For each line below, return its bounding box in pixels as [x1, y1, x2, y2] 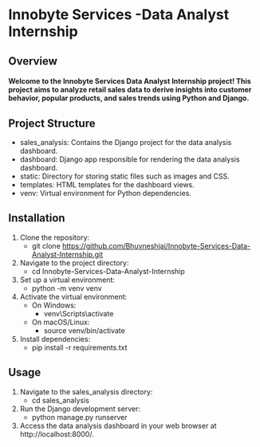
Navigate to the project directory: [19, 257, 129, 268]
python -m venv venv [31, 283, 102, 292]
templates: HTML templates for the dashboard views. [19, 179, 195, 189]
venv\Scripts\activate [43, 308, 114, 318]
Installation [8, 211, 65, 225]
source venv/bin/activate [43, 325, 125, 335]
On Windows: [31, 300, 77, 310]
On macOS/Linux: [31, 317, 90, 327]
